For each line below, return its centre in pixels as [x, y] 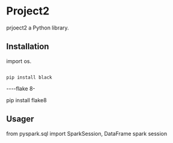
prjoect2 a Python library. [38, 28]
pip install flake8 [26, 100]
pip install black [29, 77]
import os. [19, 61]
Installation [28, 47]
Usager [20, 119]
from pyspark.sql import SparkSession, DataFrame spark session [87, 133]
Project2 [28, 11]
